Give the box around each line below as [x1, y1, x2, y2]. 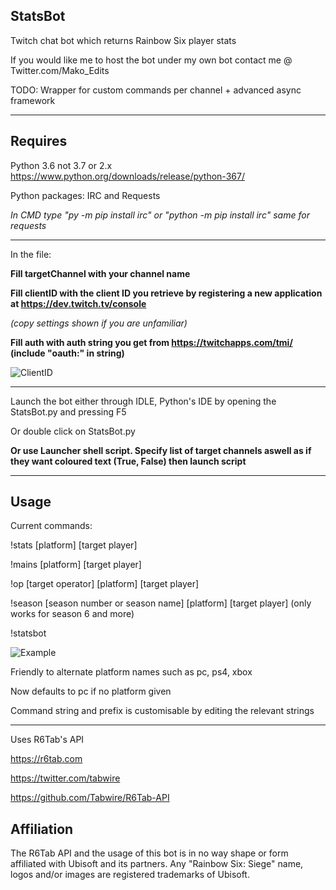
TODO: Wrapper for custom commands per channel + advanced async [10, 84, 302, 96]
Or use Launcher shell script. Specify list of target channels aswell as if [10, 444, 312, 456]
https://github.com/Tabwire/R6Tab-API [10, 792, 170, 804]
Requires [10, 133, 68, 150]
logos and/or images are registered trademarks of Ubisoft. [10, 869, 250, 881]
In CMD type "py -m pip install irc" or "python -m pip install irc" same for [10, 209, 310, 221]
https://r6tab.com [10, 753, 83, 765]
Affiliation [10, 820, 74, 838]
